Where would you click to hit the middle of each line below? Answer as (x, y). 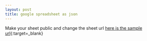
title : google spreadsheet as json (41, 14)
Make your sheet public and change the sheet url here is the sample (74, 28)
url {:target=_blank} (24, 33)
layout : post (18, 10)
